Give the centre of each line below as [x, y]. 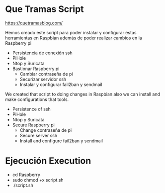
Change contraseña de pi [46, 130]
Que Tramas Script [44, 9]
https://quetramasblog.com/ [34, 23]
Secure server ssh [39, 135]
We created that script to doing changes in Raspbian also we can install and [83, 94]
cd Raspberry [26, 175]
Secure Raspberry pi [33, 125]
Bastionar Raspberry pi [36, 69]
